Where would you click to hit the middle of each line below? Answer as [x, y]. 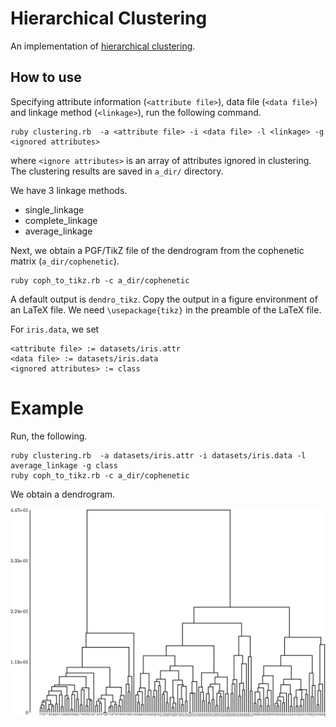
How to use [46, 77]
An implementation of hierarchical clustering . [103, 46]
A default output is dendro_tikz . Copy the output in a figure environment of [164, 299]
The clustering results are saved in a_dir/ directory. [117, 171]
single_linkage [54, 209]
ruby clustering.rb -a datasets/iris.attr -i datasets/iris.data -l [158, 455]
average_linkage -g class [64, 465]
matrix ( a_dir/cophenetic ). [65, 261]
